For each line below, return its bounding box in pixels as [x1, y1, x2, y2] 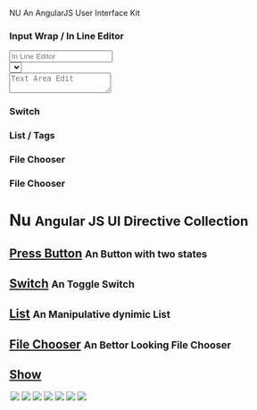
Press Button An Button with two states [9, 246, 208, 261]
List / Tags [9, 130, 55, 142]
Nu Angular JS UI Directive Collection [9, 210, 249, 230]
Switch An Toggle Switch [9, 276, 136, 291]
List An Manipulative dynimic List [9, 306, 171, 322]
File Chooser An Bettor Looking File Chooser [9, 337, 232, 352]
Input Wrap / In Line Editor [9, 29, 125, 42]
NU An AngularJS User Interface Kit [9, 8, 141, 18]
